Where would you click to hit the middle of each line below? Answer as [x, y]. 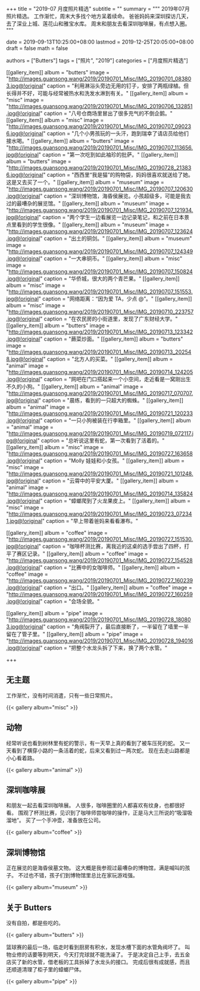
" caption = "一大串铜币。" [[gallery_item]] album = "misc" [111, 258]
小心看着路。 [22, 758]
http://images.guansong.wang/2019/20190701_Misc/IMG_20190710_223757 [101, 312]
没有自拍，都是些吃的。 [35, 923]
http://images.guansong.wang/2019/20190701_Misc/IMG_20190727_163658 [101, 454]
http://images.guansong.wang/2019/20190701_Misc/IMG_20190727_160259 [101, 594]
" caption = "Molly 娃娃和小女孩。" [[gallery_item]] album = [112, 461]
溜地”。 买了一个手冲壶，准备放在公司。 [55, 820]
